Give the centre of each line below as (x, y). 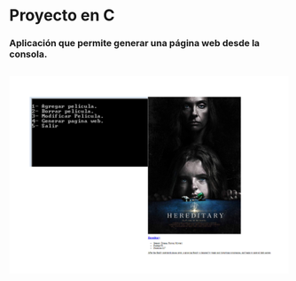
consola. (28, 54)
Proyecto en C (62, 16)
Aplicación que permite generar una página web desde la (134, 43)
